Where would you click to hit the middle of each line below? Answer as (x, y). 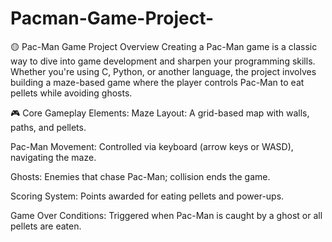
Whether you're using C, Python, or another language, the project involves (163, 71)
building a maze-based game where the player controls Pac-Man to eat (157, 82)
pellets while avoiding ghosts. (71, 93)
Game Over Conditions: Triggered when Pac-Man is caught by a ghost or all (166, 215)
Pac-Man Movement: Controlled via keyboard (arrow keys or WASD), (152, 146)
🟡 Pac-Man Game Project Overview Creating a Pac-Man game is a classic (164, 46)
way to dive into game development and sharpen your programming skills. (163, 61)
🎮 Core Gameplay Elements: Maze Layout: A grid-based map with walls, (160, 113)
